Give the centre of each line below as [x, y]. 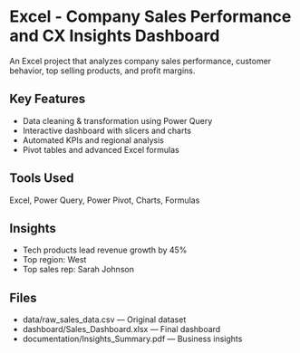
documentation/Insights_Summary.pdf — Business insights [132, 339]
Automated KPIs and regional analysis [93, 140]
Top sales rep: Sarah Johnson [78, 270]
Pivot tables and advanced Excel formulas [101, 149]
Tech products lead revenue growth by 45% [105, 250]
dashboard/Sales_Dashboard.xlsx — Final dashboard [121, 329]
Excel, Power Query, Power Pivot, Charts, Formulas [105, 200]
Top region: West [54, 260]
